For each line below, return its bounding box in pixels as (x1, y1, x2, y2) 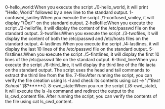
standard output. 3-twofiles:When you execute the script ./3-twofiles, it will (5, 31, 158, 36)
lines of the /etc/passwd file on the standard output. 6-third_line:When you (5, 57, 157, 62)
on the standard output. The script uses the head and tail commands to (5, 67, 150, 73)
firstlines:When (5, 51, 36, 57)
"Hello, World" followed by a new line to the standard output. (5, 9, 128, 15)
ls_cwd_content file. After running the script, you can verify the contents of (5, 93, 157, 99)
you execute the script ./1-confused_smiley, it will (53, 15, 154, 20)
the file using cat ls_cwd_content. (5, 99, 73, 104)
